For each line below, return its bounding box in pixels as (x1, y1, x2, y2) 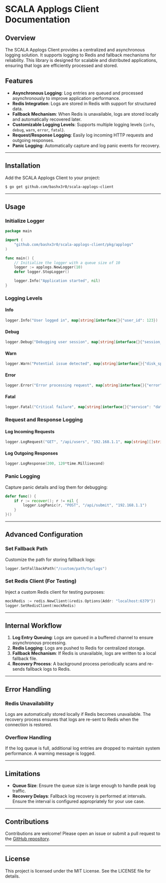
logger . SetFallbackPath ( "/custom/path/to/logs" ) (5, 566, 107, 571)
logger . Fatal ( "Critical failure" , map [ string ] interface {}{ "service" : (5, 405, 152, 410)
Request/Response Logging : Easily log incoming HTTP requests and (12, 132, 153, 138)
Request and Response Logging (5, 417, 83, 423)
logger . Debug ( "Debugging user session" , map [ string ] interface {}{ (5, 340, 142, 345)
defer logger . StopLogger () (14, 270, 70, 275)
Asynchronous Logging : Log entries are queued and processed (12, 90, 143, 96)
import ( (5, 237, 23, 243)
